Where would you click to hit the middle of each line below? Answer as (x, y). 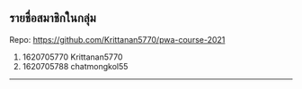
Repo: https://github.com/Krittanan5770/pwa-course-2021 (117, 39)
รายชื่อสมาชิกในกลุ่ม (53, 18)
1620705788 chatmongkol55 (75, 66)
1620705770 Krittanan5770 (72, 57)
